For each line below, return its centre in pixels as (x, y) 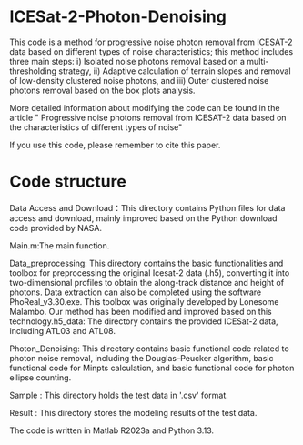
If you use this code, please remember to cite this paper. (115, 145)
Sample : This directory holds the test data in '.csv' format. (119, 395)
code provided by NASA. (56, 228)
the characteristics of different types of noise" (96, 127)
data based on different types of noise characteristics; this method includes (151, 51)
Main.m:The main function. (60, 245)
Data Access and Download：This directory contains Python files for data (147, 207)
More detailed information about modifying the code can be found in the (145, 107)
